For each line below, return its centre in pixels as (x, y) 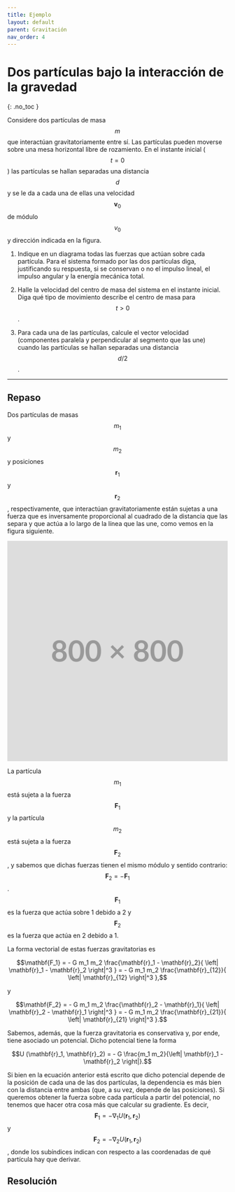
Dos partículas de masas (43, 414)
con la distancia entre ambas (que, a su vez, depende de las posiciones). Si (116, 1090)
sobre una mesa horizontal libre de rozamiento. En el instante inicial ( (107, 150)
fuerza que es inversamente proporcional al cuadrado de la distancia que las (117, 516)
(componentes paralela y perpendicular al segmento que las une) (112, 340)
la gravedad (42, 87)
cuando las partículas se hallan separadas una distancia (98, 347)
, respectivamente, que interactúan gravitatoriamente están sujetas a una (113, 509)
